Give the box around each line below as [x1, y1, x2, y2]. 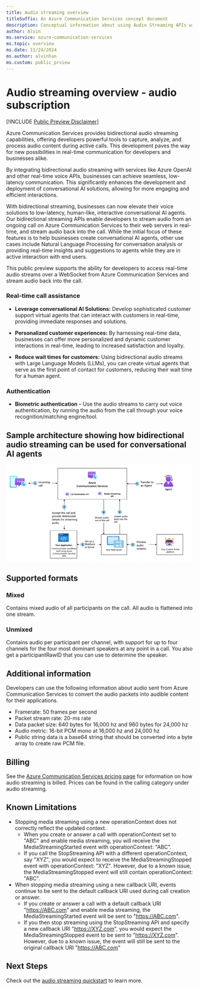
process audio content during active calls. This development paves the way [6, 142, 191, 149]
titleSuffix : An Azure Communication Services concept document [6, 15, 168, 22]
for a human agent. [14, 372, 62, 379]
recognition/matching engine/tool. [14, 413, 98, 420]
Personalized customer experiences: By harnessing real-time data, [14, 329, 181, 336]
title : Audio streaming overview [6, 9, 89, 15]
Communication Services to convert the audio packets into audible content [6, 690, 189, 698]
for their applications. [6, 697, 58, 704]
